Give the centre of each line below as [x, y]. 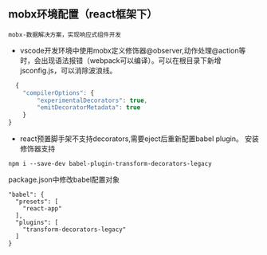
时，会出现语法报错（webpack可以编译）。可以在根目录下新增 [120, 60]
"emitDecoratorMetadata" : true [89, 108]
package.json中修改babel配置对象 [64, 180]
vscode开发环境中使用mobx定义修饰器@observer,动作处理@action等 [133, 50]
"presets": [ [37, 202]
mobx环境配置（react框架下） [83, 14]
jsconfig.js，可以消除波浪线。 [68, 70]
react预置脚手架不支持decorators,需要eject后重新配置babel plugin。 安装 [139, 139]
